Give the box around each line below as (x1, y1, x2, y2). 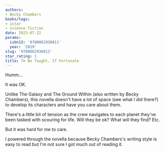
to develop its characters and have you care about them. (5, 102, 121, 108)
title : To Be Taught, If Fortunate (5, 58, 79, 63)
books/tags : (5, 16, 30, 21)
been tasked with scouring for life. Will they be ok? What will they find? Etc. (5, 117, 160, 123)
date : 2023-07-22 (5, 30, 41, 35)
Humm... (5, 72, 23, 78)
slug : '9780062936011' (5, 49, 52, 54)
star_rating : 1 (5, 53, 37, 59)
